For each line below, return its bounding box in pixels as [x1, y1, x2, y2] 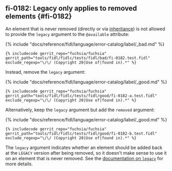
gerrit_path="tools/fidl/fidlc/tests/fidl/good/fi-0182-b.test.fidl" [5, 131, 158, 136]
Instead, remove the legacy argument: [5, 69, 86, 75]
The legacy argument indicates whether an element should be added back [5, 144, 163, 151]
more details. [5, 161, 33, 167]
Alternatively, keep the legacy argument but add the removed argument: [5, 106, 155, 113]
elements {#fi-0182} [5, 12, 72, 21]
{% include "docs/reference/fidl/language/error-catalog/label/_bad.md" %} [5, 41, 165, 47]
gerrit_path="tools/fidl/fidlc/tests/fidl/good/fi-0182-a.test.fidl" [5, 93, 158, 98]
